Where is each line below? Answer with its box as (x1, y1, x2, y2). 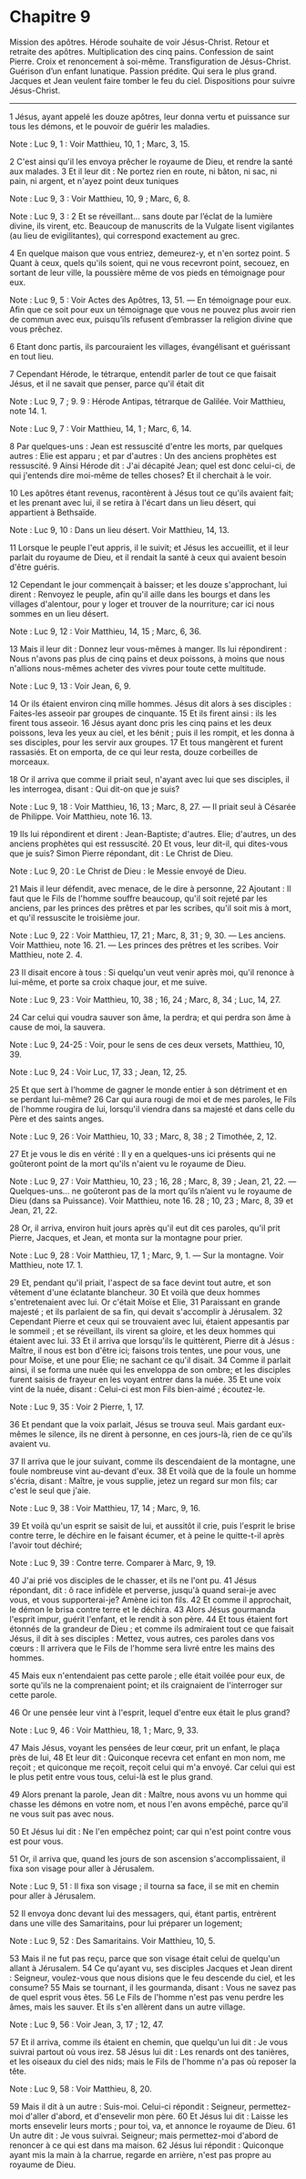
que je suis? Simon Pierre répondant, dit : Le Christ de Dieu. (9, 847, 234, 858)
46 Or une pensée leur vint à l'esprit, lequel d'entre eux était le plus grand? (9, 1706, 291, 1718)
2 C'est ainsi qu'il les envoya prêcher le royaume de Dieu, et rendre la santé (9, 156, 293, 167)
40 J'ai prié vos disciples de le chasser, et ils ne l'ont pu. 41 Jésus (9, 1574, 257, 1586)
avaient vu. (9, 1437, 51, 1449)
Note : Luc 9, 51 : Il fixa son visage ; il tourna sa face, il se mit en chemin (9, 1880, 280, 1891)
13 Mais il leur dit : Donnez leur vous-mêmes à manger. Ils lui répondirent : (9, 643, 287, 654)
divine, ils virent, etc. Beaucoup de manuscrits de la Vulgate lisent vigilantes (9, 220, 294, 231)
